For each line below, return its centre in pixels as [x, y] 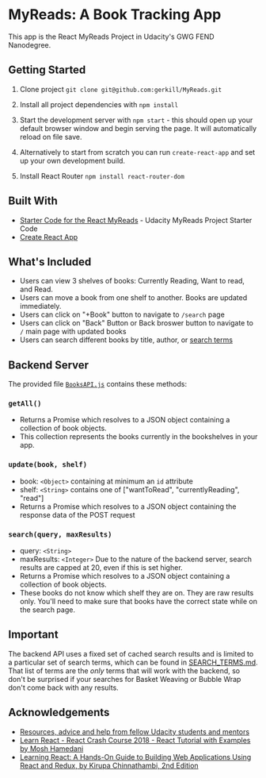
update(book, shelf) [48, 465]
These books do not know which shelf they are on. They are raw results [137, 593]
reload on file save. [51, 137]
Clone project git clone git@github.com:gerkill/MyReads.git [121, 89]
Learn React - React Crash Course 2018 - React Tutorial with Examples [135, 740]
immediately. [40, 306]
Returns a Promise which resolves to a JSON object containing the [128, 506]
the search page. [47, 610]
